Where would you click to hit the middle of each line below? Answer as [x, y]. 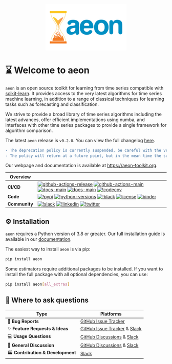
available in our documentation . [38, 239]
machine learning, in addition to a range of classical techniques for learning [85, 99]
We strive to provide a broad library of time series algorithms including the [84, 114]
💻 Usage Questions [29, 336]
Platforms [111, 314]
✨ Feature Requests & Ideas [38, 328]
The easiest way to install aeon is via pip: [48, 249]
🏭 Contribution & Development [42, 353]
